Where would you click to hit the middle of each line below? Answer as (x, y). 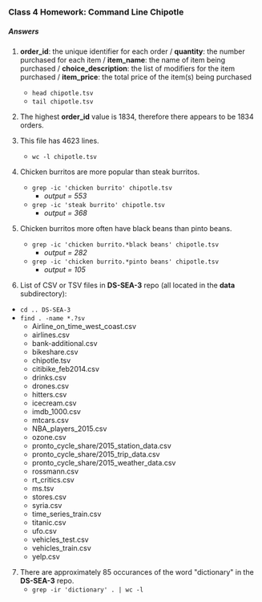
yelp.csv (46, 556)
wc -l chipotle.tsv (64, 157)
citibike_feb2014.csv (66, 368)
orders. (32, 125)
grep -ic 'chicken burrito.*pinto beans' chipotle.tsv (125, 262)
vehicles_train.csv (62, 547)
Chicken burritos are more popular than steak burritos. (110, 172)
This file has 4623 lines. (59, 140)
